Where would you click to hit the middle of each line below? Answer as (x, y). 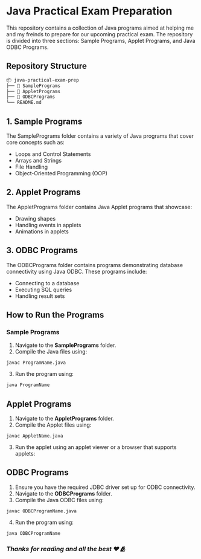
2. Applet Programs (43, 192)
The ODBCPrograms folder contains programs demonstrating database (94, 265)
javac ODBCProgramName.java (42, 511)
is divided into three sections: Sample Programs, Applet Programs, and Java (101, 40)
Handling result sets (40, 296)
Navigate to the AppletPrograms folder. (65, 418)
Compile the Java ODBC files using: (59, 500)
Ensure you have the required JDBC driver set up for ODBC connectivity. (105, 487)
